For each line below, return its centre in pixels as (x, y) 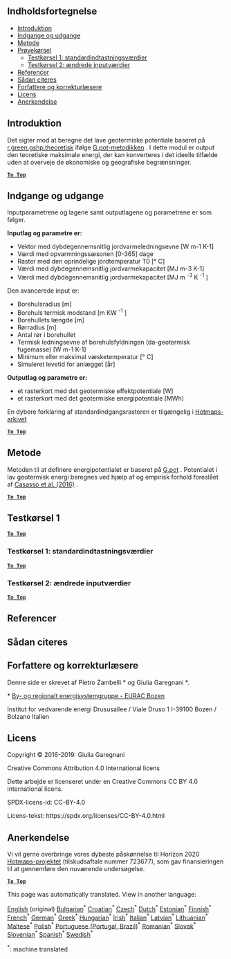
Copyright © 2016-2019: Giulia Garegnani (66, 755)
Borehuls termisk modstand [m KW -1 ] (72, 312)
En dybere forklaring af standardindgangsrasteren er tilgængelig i (100, 412)
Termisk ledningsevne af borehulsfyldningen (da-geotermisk (103, 342)
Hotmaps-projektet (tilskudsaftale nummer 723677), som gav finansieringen (115, 861)
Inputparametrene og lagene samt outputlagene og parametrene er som (110, 212)
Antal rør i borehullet (46, 334)
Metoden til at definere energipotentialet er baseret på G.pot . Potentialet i (112, 469)
